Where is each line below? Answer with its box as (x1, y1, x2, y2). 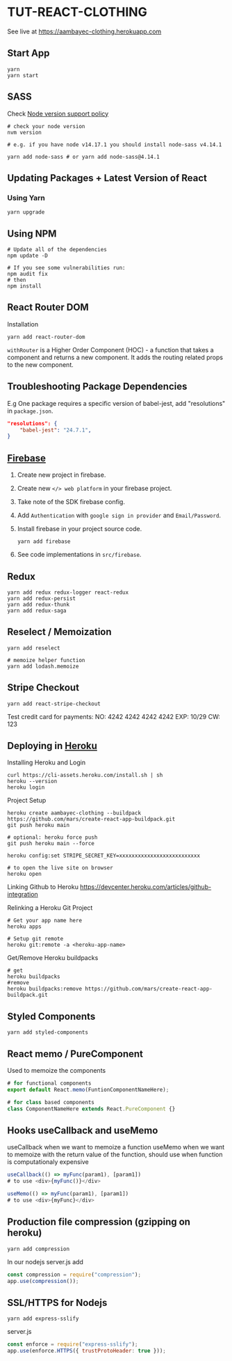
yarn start (7, 72, 39, 79)
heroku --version (7, 778, 58, 785)
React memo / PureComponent (7, 1048, 144, 1060)
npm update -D (7, 252, 49, 260)
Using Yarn (7, 193, 45, 203)
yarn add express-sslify (7, 1315, 79, 1323)
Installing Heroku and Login (7, 758, 85, 766)
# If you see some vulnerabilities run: (7, 265, 126, 272)
